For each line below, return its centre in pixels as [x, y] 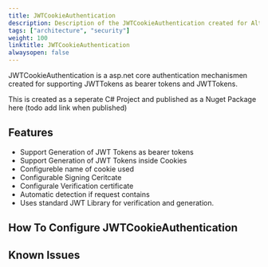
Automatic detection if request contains [85, 194]
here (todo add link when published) [68, 108]
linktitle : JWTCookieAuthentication [69, 45]
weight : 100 [28, 38]
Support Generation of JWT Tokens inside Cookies [103, 160]
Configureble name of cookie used [77, 169]
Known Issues [44, 255]
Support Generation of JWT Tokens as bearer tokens [106, 151]
